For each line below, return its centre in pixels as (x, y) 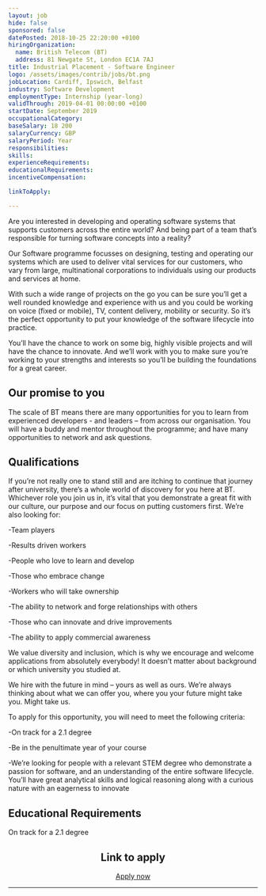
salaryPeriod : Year (40, 140)
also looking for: (34, 514)
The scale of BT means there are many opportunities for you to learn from (129, 412)
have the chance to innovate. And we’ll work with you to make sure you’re (128, 351)
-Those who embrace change (57, 576)
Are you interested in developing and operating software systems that (122, 221)
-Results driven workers (47, 545)
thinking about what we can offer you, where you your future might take (125, 693)
